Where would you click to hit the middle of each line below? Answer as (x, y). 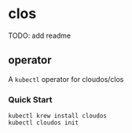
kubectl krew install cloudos (58, 116)
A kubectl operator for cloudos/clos (66, 79)
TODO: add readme (40, 35)
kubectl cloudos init (44, 123)
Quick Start (30, 99)
